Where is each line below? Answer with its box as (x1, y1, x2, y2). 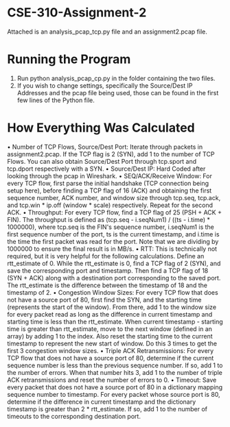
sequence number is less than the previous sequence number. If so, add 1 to (7, 361, 223, 369)
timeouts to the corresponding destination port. (7, 412, 141, 420)
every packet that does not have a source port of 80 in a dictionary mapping (7, 382, 223, 391)
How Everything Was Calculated (7, 120, 196, 136)
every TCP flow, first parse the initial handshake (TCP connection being (7, 179, 209, 187)
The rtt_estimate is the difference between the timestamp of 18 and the (7, 281, 208, 289)
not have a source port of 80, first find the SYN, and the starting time (7, 295, 202, 304)
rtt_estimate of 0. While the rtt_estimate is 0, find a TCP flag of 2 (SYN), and (7, 259, 221, 267)
